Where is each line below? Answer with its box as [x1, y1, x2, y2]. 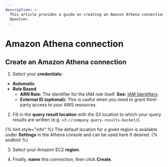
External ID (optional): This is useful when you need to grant [19, 97, 145, 103]
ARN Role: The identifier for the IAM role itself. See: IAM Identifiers [19, 91, 158, 97]
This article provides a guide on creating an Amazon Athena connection [9, 12, 164, 17]
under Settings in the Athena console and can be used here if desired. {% [5, 132, 158, 138]
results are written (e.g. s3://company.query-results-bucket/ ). [12, 117, 141, 123]
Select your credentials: [12, 71, 63, 77]
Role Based [12, 86, 36, 92]
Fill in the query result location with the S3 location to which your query [12, 112, 161, 118]
